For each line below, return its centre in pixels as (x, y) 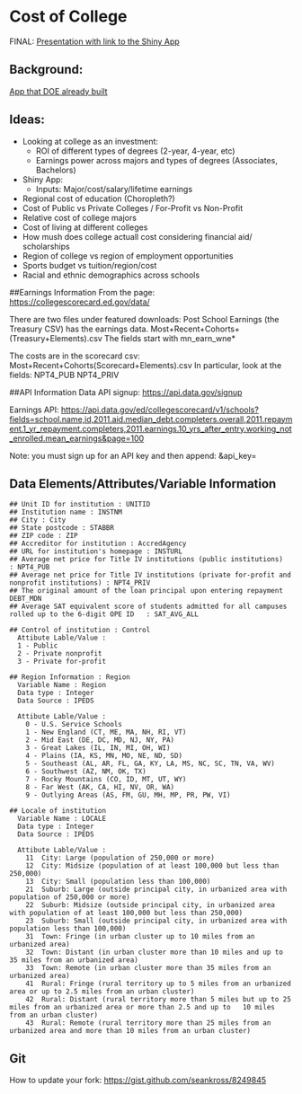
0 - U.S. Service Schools (74, 725)
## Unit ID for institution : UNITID (80, 505)
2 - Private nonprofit (60, 654)
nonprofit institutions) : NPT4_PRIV (80, 583)
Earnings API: (35, 410)
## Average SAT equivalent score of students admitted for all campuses (148, 607)
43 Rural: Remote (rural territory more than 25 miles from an (148, 1023)
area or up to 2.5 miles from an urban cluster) (102, 992)
